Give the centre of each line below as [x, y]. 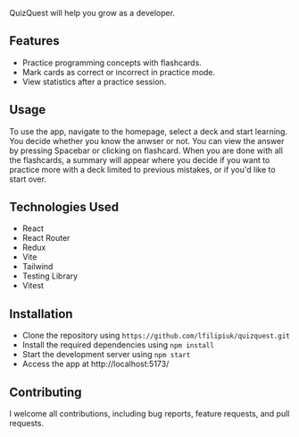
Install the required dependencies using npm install [118, 345]
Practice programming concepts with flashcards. [112, 63]
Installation [41, 314]
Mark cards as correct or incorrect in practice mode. [119, 72]
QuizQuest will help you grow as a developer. [92, 13]
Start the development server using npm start [106, 355]
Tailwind [37, 267]
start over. [28, 179]
